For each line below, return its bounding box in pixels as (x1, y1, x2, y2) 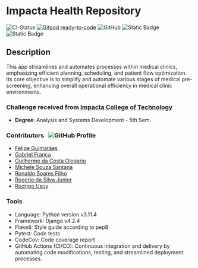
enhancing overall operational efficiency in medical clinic (33, 82, 172, 89)
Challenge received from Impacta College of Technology (6, 103, 173, 111)
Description (6, 47, 51, 58)
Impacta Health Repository (6, 4, 142, 18)
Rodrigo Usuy (14, 183, 49, 190)
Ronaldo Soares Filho (14, 170, 67, 177)
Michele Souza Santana (14, 164, 73, 171)
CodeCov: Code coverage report (14, 236, 95, 243)
